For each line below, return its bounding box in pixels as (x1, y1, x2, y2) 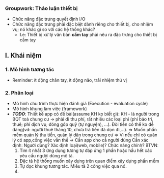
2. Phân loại (5, 89, 34, 96)
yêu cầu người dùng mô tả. (19, 153, 74, 159)
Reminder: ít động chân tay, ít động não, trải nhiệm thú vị (12, 77, 127, 83)
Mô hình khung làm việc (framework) (12, 106, 87, 112)
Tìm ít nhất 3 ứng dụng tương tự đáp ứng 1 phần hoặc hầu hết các (19, 148, 152, 153)
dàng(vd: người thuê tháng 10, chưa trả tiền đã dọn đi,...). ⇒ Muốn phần (12, 127, 157, 133)
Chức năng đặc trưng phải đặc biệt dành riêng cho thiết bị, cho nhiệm (12, 21, 153, 27)
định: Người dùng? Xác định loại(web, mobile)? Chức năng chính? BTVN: (12, 143, 159, 148)
